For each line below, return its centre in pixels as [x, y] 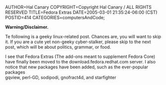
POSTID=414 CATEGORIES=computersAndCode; [55, 17]
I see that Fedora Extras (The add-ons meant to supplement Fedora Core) [80, 57]
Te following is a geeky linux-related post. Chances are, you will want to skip [83, 37]
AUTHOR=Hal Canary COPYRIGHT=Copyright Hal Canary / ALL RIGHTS [79, 7]
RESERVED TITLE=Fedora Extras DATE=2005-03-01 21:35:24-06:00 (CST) [81, 12]
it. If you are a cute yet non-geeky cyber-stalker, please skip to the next [78, 42]
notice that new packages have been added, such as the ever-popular [77, 67]
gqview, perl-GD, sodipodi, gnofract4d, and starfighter [61, 77]
